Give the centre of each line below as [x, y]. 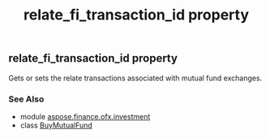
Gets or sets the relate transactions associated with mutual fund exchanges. [135, 78]
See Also [26, 99]
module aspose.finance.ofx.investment [85, 116]
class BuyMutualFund [56, 125]
